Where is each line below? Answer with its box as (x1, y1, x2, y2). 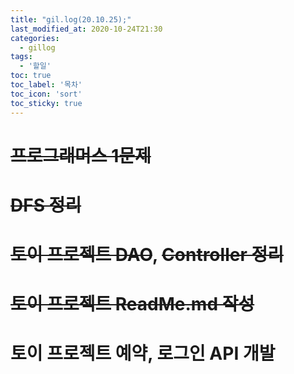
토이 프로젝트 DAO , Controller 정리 (10, 244, 284, 266)
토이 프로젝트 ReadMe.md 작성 (10, 293, 255, 316)
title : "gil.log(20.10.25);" (10, 14, 132, 25)
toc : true (10, 71, 52, 81)
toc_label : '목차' (10, 80, 83, 90)
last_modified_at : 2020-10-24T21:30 (10, 24, 163, 34)
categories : (10, 33, 60, 43)
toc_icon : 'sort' (10, 89, 83, 99)
